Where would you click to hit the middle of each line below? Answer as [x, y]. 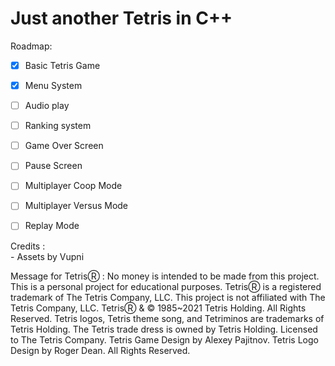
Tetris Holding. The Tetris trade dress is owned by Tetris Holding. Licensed [164, 329]
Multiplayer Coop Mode [73, 186]
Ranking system [58, 126]
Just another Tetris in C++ [121, 18]
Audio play [47, 106]
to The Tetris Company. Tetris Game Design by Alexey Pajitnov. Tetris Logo [164, 339]
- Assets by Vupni [47, 256]
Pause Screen [53, 166]
